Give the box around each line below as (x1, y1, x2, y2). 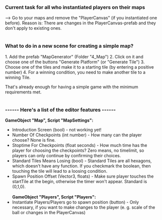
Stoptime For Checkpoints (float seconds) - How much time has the (12, 142, 147, 148)
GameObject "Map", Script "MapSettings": (5, 117, 94, 123)
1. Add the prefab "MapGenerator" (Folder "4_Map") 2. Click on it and (5, 54, 144, 59)
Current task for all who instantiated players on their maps (5, 4, 146, 11)
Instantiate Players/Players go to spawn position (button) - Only (12, 199, 139, 205)
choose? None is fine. (12, 137, 56, 143)
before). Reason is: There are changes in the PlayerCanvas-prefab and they (5, 20, 156, 26)
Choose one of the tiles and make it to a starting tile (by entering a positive (5, 64, 154, 70)
